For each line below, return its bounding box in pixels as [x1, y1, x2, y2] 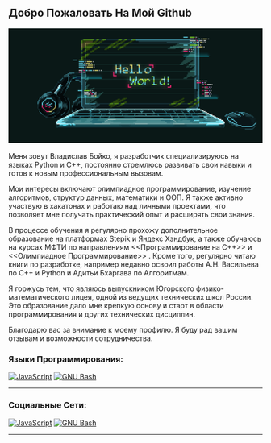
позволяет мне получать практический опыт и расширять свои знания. [8, 209, 256, 220]
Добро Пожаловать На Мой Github [8, 6, 192, 20]
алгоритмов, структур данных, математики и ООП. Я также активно [8, 193, 244, 202]
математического [8, 292, 70, 302]
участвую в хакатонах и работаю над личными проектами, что [8, 201, 226, 211]
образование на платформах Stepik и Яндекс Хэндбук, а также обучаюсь [8, 234, 262, 244]
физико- [196, 284, 224, 293]
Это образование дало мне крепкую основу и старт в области [8, 301, 224, 311]
